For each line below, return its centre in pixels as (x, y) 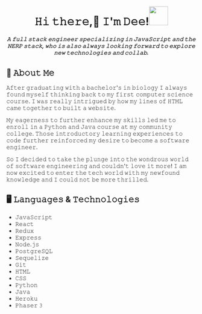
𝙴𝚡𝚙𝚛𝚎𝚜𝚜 (28, 237)
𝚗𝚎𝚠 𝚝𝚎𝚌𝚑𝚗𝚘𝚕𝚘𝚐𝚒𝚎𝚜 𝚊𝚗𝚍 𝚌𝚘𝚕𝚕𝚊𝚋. (101, 52)
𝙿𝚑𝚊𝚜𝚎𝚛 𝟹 (29, 305)
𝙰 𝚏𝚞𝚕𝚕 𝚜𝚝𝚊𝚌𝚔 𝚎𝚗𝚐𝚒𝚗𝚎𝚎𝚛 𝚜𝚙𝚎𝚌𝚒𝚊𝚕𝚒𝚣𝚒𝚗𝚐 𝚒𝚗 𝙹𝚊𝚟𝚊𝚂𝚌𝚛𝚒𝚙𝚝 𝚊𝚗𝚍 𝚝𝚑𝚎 (101, 39)
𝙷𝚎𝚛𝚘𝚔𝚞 (26, 298)
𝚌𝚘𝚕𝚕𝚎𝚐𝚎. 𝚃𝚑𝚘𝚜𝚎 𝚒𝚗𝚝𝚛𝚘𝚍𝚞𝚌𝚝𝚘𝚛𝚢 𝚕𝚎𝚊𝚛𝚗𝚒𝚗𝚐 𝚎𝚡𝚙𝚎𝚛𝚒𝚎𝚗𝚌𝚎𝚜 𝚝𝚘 (94, 133)
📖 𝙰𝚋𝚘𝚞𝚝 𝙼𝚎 (30, 73)
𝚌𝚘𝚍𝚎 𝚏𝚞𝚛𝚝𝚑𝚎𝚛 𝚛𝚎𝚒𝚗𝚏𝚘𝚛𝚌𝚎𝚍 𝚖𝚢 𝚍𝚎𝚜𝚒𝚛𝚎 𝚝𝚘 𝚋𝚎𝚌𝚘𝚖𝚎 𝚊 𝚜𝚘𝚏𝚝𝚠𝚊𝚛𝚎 (98, 140)
